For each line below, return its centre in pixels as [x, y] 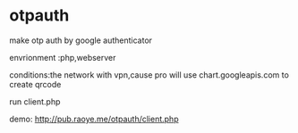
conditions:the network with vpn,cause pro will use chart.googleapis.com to [149, 75]
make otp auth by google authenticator [81, 40]
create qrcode [35, 84]
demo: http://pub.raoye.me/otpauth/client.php [94, 119]
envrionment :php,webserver [63, 57]
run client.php [35, 101]
